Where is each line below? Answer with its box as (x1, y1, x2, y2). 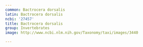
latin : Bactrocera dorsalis (5, 12, 63, 17)
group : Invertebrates (5, 26, 50, 31)
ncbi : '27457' (5, 16, 35, 21)
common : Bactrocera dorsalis (5, 7, 65, 12)
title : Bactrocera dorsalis (5, 21, 63, 26)
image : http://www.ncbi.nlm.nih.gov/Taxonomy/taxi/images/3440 (5, 30, 139, 35)
